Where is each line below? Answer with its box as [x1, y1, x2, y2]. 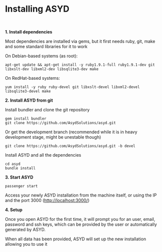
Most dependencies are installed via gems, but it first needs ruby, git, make [5, 38, 155, 44]
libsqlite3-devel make [5, 89, 51, 93]
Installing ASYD [5, 3, 69, 15]
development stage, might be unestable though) [5, 134, 101, 140]
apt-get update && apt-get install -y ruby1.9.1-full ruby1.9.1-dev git [5, 62, 155, 67]
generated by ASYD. [5, 226, 46, 232]
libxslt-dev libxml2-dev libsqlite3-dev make [5, 67, 98, 72]
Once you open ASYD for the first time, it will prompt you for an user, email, [5, 216, 156, 222]
